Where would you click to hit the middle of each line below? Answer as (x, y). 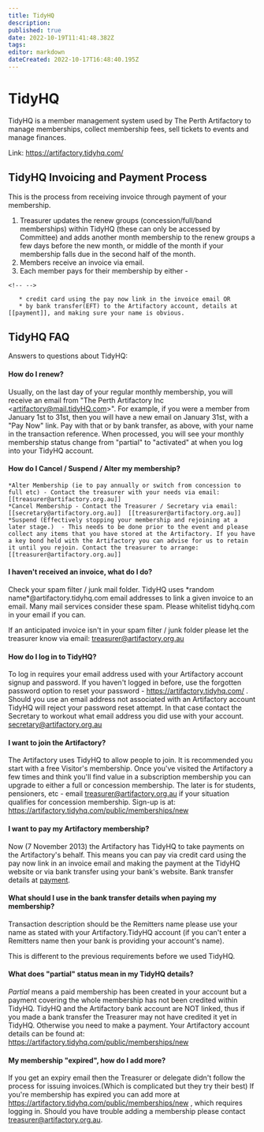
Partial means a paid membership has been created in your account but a (127, 992)
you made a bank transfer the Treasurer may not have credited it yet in (123, 1017)
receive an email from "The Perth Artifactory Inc (86, 400)
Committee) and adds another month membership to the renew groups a (137, 237)
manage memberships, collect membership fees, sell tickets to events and (128, 129)
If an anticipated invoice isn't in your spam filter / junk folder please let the (128, 630)
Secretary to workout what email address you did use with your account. (126, 716)
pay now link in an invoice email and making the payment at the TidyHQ (124, 863)
